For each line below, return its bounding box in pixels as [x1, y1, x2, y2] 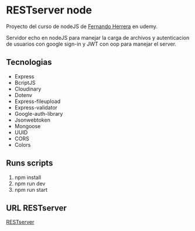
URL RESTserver [6, 203, 67, 213]
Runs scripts [6, 158, 53, 168]
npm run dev [14, 180, 46, 187]
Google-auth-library [14, 110, 63, 117]
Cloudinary [14, 85, 42, 92]
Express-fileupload [14, 98, 61, 105]
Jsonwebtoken [14, 116, 51, 123]
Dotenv [14, 91, 32, 98]
